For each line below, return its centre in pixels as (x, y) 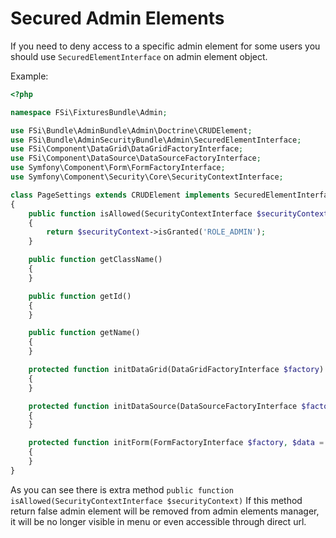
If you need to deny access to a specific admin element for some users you (165, 46)
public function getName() (84, 333)
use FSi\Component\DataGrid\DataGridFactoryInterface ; (127, 149)
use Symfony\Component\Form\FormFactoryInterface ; (118, 168)
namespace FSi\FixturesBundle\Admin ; (89, 112)
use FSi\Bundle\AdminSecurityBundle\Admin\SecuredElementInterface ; (156, 140)
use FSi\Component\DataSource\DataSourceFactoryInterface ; (136, 158)
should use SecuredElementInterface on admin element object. (139, 56)
